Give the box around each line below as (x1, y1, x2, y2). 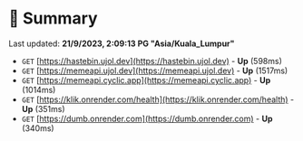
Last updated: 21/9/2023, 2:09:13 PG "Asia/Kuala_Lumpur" (8, 38, 235, 49)
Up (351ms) (21, 103, 65, 114)
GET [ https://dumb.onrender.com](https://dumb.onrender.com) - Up (21, 113, 273, 124)
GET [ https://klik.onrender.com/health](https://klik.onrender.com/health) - (21, 94, 295, 105)
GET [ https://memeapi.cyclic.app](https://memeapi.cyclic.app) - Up (21, 74, 271, 85)
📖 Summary (8, 8, 98, 29)
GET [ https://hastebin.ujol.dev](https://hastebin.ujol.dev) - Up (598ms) (21, 55, 282, 66)
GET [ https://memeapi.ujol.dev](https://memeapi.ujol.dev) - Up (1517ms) (21, 65, 288, 76)
